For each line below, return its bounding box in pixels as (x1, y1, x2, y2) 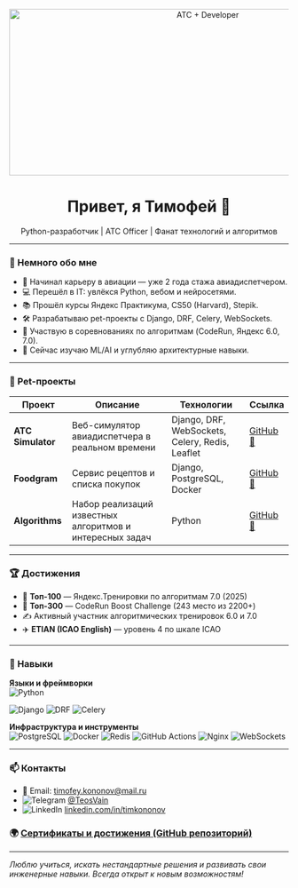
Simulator (13, 435, 56, 448)
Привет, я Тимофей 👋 (67, 196, 231, 217)
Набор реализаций (72, 497, 153, 510)
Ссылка (249, 398, 285, 410)
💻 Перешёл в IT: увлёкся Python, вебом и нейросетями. (21, 287, 237, 297)
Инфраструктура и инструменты (9, 722, 139, 733)
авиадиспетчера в (72, 430, 151, 442)
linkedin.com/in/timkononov (64, 805, 166, 815)
